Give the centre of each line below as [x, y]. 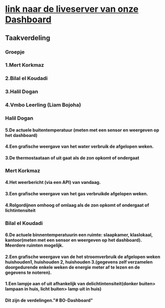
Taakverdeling [28, 38]
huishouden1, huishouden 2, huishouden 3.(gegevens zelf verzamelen [79, 262]
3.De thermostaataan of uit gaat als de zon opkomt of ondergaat [72, 158]
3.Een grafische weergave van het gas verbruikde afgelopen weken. [77, 194]
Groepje [15, 52]
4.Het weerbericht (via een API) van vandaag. [53, 182]
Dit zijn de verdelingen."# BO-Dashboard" [49, 300]
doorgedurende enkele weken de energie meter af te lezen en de [73, 267]
